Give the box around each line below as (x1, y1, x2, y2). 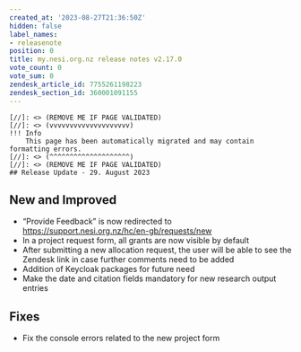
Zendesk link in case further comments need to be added (21, 254, 235, 265)
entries (21, 283, 49, 294)
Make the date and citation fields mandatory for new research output (21, 273, 277, 284)
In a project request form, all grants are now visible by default (21, 235, 250, 246)
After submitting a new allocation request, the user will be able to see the (21, 244, 292, 256)
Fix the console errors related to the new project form (21, 333, 220, 344)
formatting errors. (9, 145, 82, 154)
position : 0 (9, 47, 54, 56)
